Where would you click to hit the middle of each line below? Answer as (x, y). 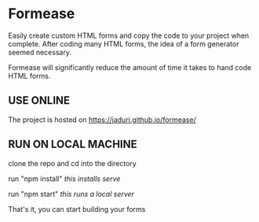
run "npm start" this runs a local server (71, 194)
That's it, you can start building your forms (77, 209)
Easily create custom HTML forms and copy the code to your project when (129, 35)
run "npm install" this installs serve (64, 179)
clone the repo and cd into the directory (73, 163)
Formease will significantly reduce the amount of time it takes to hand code (130, 67)
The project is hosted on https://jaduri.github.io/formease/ (102, 120)
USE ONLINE (39, 100)
